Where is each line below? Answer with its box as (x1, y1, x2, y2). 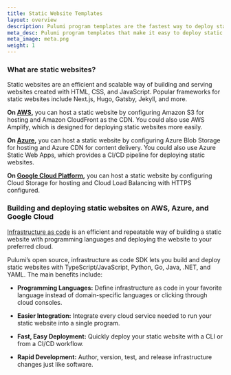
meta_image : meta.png (7, 36, 69, 43)
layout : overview (7, 17, 57, 23)
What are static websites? (7, 65, 96, 74)
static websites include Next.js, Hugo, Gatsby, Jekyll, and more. (7, 95, 188, 103)
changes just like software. (16, 360, 93, 368)
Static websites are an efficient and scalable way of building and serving (7, 81, 212, 89)
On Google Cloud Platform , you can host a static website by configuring (7, 171, 212, 180)
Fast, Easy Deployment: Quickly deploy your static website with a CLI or (16, 332, 223, 341)
